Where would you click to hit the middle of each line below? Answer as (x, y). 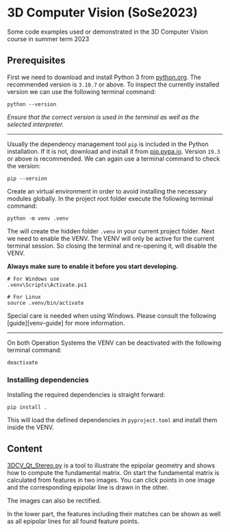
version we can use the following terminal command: (81, 91)
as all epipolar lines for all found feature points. (73, 521)
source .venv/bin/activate (46, 303)
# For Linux (24, 297)
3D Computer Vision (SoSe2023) (102, 13)
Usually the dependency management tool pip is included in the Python (108, 144)
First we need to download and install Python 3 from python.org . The (104, 77)
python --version (32, 104)
